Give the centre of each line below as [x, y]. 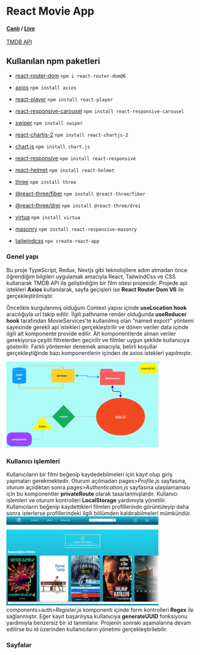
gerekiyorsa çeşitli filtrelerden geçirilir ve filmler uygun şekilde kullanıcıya [98, 340]
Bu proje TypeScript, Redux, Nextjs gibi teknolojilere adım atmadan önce [97, 270]
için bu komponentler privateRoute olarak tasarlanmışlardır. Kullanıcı [92, 494]
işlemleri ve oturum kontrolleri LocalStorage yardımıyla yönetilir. [86, 500]
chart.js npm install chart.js [52, 147]
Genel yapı [22, 257]
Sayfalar [19, 645]
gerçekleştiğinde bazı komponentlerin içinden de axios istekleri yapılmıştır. [99, 353]
